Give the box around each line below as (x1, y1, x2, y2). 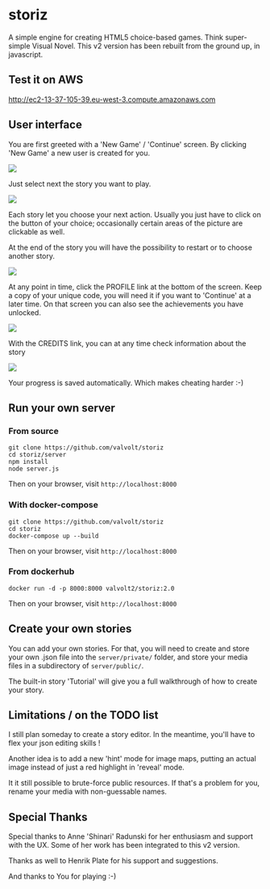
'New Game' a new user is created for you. (8, 148, 151, 158)
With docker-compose (8, 499, 98, 511)
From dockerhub (8, 566, 75, 577)
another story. (8, 251, 55, 260)
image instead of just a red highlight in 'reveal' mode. (8, 762, 185, 773)
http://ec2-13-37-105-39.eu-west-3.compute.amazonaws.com (8, 95, 216, 104)
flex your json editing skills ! (8, 738, 101, 748)
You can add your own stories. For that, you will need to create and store (8, 643, 250, 653)
